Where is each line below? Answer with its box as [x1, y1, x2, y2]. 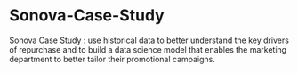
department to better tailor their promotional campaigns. [9, 53, 215, 64]
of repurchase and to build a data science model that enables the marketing [9, 44, 287, 54]
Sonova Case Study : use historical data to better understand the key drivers [9, 35, 289, 45]
